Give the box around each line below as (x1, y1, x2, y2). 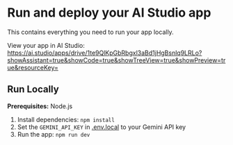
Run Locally (7, 83, 59, 95)
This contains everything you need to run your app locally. (7, 28, 174, 36)
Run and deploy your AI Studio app (7, 5, 211, 21)
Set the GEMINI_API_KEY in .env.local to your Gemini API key (17, 123, 186, 131)
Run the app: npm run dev (17, 130, 90, 138)
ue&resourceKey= (7, 63, 59, 71)
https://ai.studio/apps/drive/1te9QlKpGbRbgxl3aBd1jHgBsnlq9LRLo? (7, 49, 202, 57)
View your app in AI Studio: (7, 41, 85, 49)
